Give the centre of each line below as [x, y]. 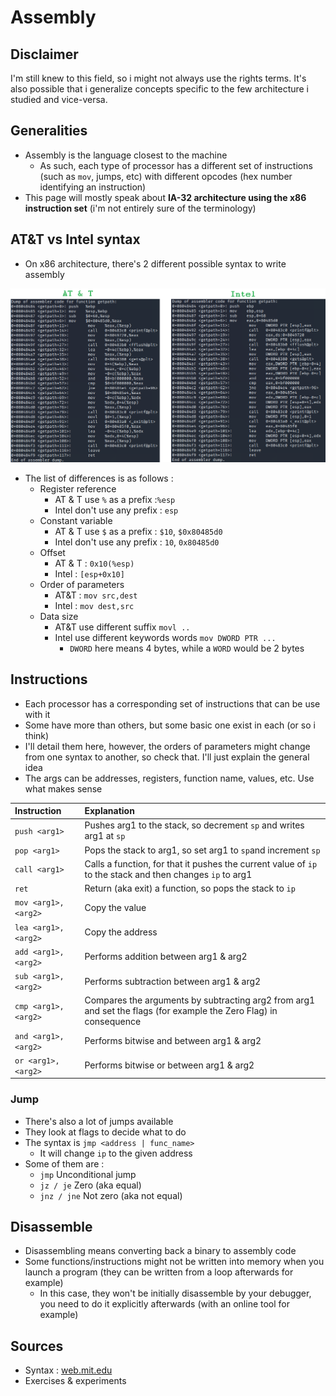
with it [37, 714]
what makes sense [63, 788]
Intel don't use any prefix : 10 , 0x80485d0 [137, 542]
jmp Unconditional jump [88, 1174]
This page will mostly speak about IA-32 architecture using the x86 [165, 197]
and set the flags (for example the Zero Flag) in [181, 1011]
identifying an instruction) [93, 187]
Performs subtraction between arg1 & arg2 [173, 981]
